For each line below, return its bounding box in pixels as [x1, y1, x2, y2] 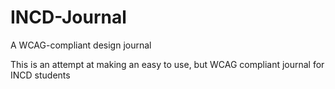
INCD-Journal [10, 6, 127, 29]
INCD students [10, 69, 71, 81]
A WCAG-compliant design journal [10, 39, 152, 51]
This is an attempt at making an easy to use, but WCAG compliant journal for [10, 58, 325, 70]
